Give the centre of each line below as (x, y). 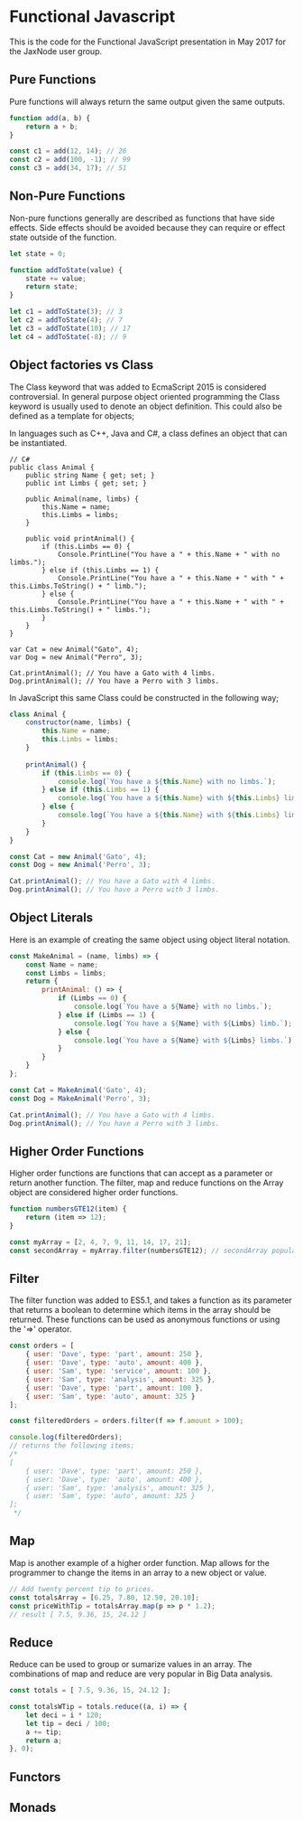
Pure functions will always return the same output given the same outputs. (147, 101)
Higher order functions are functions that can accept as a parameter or (141, 1174)
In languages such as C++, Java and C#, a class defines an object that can (148, 433)
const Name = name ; (62, 965)
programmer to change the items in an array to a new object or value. (138, 1572)
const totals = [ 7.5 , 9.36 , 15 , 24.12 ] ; (90, 1691)
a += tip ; (44, 1732)
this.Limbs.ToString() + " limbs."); (80, 609)
